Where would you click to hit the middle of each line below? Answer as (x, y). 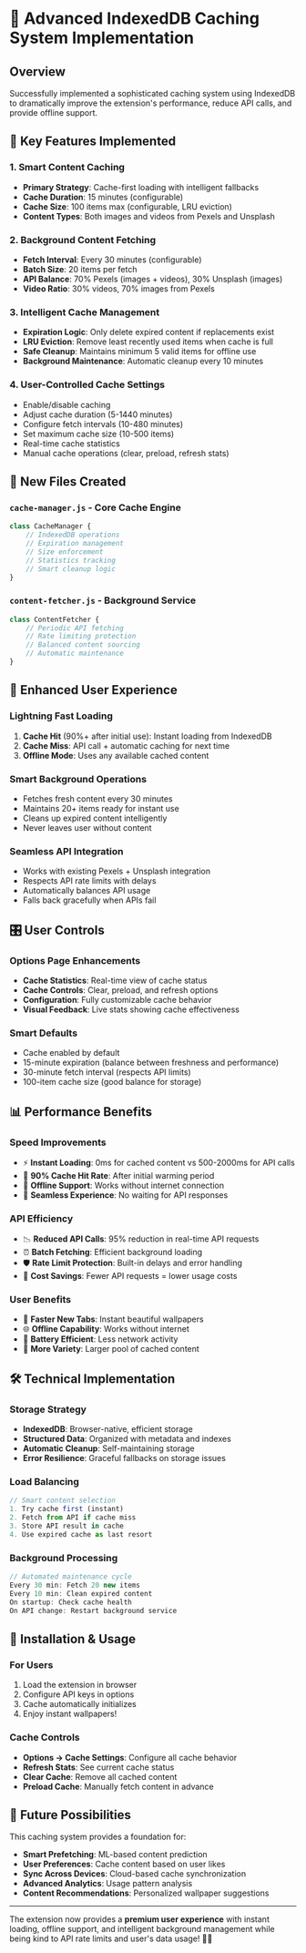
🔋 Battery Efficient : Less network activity (100, 1339)
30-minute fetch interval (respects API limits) (107, 1072)
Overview (38, 72)
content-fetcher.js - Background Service (103, 600)
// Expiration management (75, 544)
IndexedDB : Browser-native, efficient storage (107, 1429)
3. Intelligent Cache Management (85, 312)
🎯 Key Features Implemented (92, 142)
